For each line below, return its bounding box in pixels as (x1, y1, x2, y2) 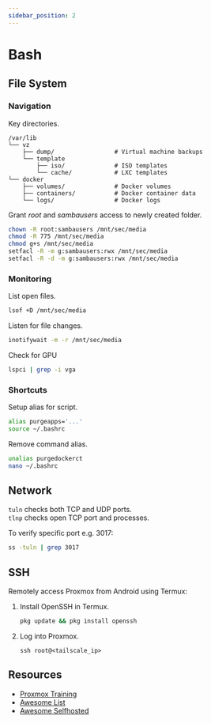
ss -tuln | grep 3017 (8, 544, 80, 552)
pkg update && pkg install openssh (19, 617, 138, 625)
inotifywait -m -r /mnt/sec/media (8, 337, 122, 345)
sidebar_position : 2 (8, 11, 77, 20)
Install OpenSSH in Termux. (19, 602, 109, 612)
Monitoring (8, 273, 52, 284)
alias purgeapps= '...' (8, 418, 83, 426)
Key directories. (8, 119, 59, 128)
